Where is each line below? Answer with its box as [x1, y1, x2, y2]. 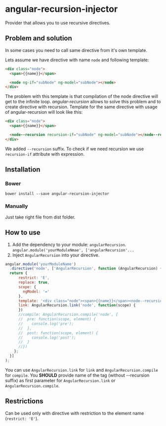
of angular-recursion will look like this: [5, 109, 83, 115]
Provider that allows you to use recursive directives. [5, 20, 111, 26]
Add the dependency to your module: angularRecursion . [12, 241, 126, 248]
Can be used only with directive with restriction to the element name [5, 410, 144, 416]
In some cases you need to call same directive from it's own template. [5, 47, 147, 53]
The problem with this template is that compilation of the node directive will [5, 93, 158, 99]
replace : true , [18, 280, 50, 285]
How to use [5, 228, 41, 237]
